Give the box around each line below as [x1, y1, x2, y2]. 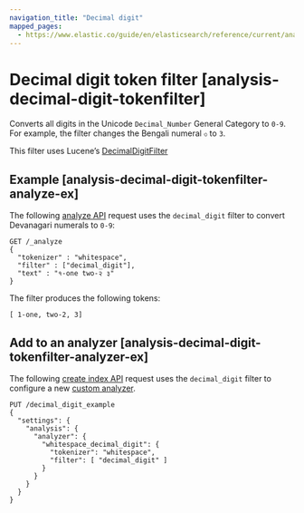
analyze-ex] [9, 186, 80, 201]
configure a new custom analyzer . [9, 382, 136, 393]
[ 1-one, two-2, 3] [9, 310, 83, 320]
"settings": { [17, 416, 71, 425]
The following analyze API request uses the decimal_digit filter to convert [9, 210, 285, 221]
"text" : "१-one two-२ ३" [17, 269, 115, 278]
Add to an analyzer [9, 334, 118, 350]
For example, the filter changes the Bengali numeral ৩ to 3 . [9, 128, 226, 139]
